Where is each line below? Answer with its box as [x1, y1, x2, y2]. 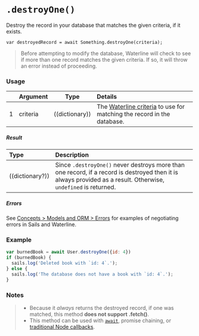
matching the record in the [97, 110, 171, 118]
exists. [6, 28, 23, 35]
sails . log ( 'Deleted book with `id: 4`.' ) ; [11, 260, 118, 267]
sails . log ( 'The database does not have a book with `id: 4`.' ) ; [11, 271, 174, 277]
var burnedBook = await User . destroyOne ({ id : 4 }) [6, 249, 131, 255]
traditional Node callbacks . [29, 324, 95, 331]
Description [55, 151, 89, 159]
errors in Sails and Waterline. [6, 221, 77, 228]
